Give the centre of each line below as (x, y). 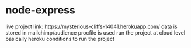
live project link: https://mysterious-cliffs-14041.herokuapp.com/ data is (91, 26)
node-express (40, 10)
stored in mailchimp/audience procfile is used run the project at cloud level (95, 32)
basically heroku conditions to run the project (60, 39)
